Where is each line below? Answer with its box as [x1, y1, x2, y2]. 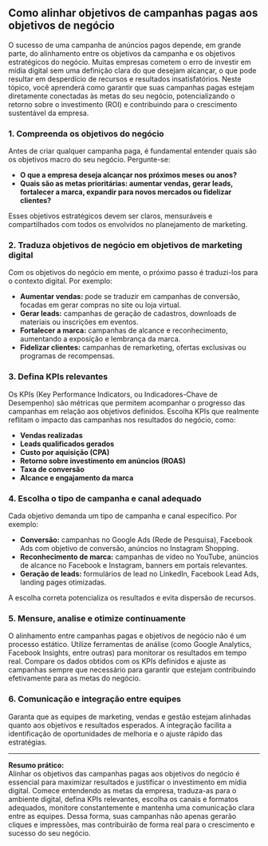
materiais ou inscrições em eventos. [19, 317, 139, 327]
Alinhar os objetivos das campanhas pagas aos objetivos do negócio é [8, 768, 240, 778]
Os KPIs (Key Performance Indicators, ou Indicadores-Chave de [8, 389, 218, 399]
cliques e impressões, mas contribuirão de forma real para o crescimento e [8, 820, 255, 829]
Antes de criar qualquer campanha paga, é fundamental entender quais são [8, 146, 258, 156]
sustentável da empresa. [8, 108, 89, 118]
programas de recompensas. [19, 351, 116, 361]
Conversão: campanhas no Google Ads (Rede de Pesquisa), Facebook [19, 535, 254, 545]
